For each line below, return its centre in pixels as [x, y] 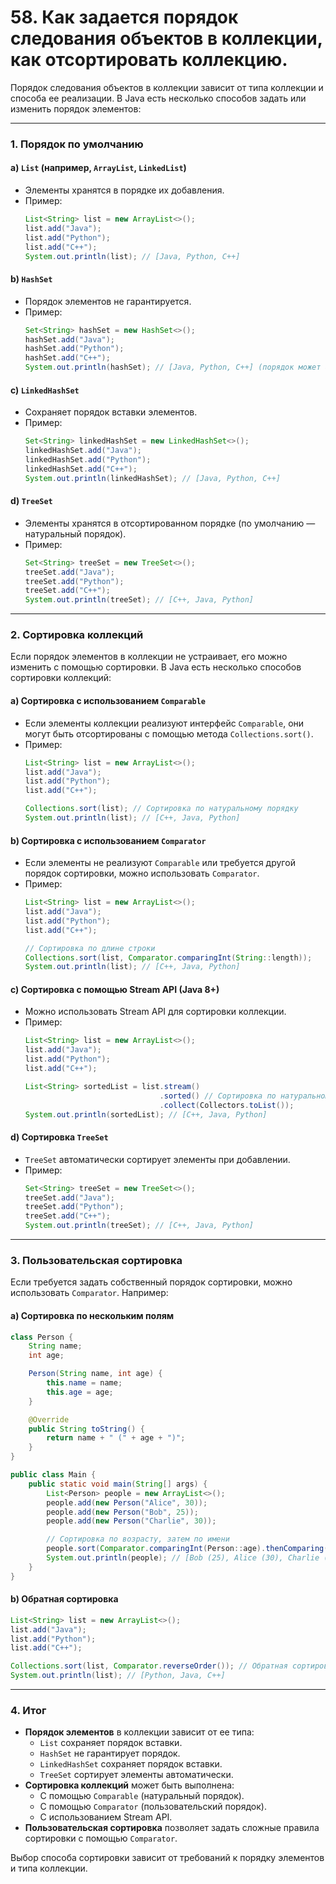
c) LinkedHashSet [45, 390]
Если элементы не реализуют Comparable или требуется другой [160, 863]
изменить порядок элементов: [76, 108]
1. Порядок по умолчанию [77, 144]
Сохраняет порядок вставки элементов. [111, 412]
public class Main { [53, 1475]
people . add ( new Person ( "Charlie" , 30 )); [131, 1521]
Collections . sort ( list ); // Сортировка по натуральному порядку [161, 809]
